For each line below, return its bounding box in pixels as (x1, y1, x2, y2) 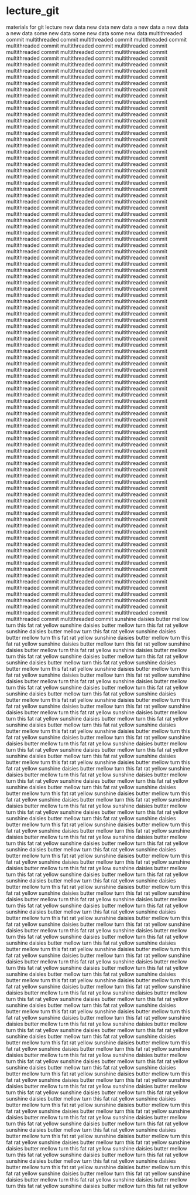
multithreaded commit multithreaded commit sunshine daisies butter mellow (6, 615, 189, 622)
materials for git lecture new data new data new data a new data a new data (6, 23, 189, 30)
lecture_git (6, 4, 60, 18)
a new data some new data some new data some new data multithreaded (6, 29, 183, 36)
